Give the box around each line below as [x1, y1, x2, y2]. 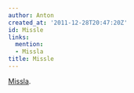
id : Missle [8, 26, 44, 34]
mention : [15, 41, 44, 48]
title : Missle [8, 55, 55, 63]
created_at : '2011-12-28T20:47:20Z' [8, 19, 128, 27]
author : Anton [8, 11, 55, 20]
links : [8, 33, 30, 41]
